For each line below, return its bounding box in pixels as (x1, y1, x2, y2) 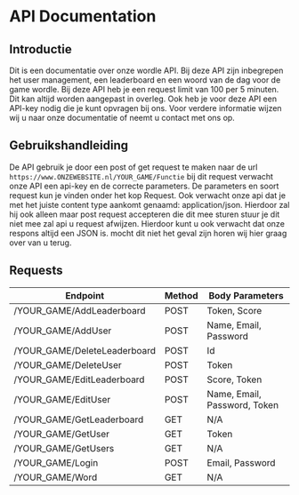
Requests (9, 263, 63, 278)
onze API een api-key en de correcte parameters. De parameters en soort (9, 180, 279, 191)
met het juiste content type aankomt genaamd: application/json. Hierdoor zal (9, 199, 290, 210)
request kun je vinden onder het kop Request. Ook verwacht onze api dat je (9, 189, 287, 201)
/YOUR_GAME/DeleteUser (13, 358, 122, 371)
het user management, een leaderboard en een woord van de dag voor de (9, 75, 281, 85)
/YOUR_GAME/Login (13, 456, 99, 468)
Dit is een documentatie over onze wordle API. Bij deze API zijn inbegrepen (9, 65, 284, 76)
